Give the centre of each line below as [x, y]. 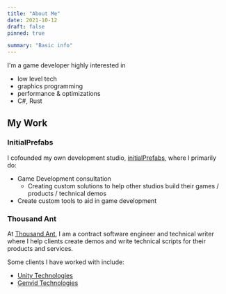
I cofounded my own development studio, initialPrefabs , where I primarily [112, 158]
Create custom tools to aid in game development [87, 201]
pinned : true [26, 33]
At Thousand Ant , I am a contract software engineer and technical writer [111, 234]
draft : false [26, 26]
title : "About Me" [34, 14]
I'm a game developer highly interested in [67, 65]
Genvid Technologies [48, 283]
